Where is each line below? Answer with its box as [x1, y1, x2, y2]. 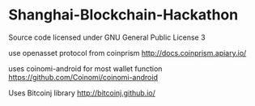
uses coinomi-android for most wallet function [8, 63, 163, 74]
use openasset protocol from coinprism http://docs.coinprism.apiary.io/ [8, 48, 247, 57]
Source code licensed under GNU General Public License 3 [8, 32, 206, 42]
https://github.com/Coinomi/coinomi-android [8, 72, 158, 82]
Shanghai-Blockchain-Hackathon [8, 6, 239, 24]
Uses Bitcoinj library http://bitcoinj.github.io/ [8, 87, 156, 98]
